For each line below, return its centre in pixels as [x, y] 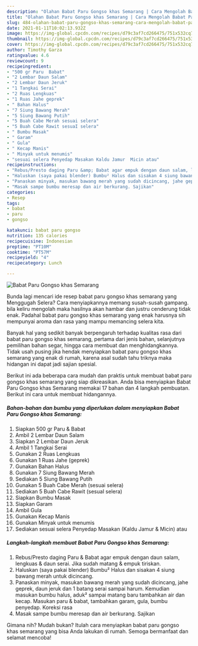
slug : [13, 22]
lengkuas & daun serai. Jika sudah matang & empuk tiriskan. [88, 564]
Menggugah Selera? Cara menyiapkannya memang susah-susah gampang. [98, 303]
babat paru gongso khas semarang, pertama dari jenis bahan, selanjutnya [96, 339]
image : [15, 34]
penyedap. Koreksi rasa [44, 607]
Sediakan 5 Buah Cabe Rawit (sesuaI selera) [69, 491]
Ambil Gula [28, 510]
